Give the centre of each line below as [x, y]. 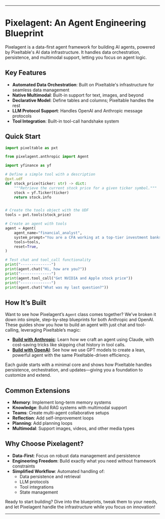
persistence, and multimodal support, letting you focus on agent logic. [76, 57]
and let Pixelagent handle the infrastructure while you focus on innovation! [80, 507]
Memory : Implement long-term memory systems [62, 402]
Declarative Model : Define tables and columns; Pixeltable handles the [83, 100]
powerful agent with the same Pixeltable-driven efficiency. [71, 355]
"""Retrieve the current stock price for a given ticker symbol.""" [85, 188]
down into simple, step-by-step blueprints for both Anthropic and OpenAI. [80, 320]
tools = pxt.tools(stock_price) [38, 215]
